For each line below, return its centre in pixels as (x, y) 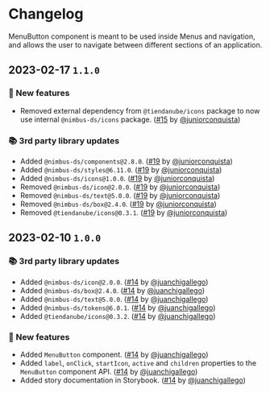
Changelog (46, 14)
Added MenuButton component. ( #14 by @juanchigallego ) (114, 354)
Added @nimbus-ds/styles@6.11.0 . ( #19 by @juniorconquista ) (121, 169)
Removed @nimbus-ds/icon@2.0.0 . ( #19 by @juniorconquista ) (120, 187)
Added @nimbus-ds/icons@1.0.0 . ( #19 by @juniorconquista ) (117, 178)
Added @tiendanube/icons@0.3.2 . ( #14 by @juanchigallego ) (118, 316)
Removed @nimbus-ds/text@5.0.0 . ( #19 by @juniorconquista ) (120, 195)
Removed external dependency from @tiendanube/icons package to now (140, 110)
